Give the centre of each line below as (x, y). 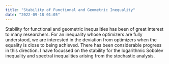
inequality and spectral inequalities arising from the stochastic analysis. (80, 55)
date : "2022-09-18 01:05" (33, 15)
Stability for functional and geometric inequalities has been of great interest (84, 29)
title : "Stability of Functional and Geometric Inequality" (71, 10)
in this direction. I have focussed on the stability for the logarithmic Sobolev (84, 50)
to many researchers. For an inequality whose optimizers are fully (74, 34)
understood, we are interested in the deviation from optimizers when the (81, 40)
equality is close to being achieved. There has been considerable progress (83, 45)
